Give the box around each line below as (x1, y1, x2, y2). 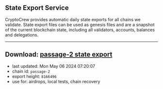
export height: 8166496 (12, 73, 57, 79)
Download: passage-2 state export (5, 51, 113, 59)
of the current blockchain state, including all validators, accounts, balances (5, 26, 155, 33)
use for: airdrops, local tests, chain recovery (12, 78, 100, 84)
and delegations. (5, 32, 39, 38)
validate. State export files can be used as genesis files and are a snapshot (5, 22, 155, 27)
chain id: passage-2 (12, 68, 50, 74)
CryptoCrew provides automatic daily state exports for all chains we (5, 16, 141, 22)
